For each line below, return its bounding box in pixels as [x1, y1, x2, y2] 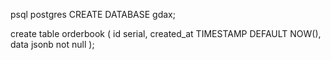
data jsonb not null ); [10, 39, 95, 50]
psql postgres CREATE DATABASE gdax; [10, 9, 176, 20]
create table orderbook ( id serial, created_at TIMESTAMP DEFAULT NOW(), [10, 28, 322, 39]
